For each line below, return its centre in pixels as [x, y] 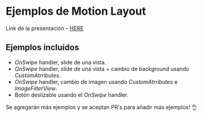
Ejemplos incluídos [43, 47]
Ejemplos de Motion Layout [76, 11]
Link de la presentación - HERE [45, 28]
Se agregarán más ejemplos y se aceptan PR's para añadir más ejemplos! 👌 [101, 107]
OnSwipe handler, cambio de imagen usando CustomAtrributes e [96, 81]
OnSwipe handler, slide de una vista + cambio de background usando [102, 69]
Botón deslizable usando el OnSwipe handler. [71, 95]
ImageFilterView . [36, 88]
